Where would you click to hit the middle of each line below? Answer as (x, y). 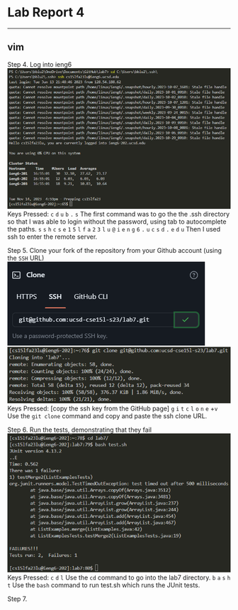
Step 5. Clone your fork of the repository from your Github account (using (114, 251)
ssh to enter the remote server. (52, 237)
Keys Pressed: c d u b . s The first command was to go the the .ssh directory (119, 214)
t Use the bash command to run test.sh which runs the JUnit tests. (104, 585)
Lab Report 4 (46, 12)
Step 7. (17, 599)
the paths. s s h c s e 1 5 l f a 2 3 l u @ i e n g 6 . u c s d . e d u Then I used (114, 229)
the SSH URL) (26, 258)
